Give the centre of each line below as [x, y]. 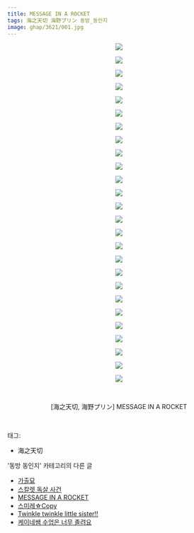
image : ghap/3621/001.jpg [45, 27]
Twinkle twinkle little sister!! [58, 514]
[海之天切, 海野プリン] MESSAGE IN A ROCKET [119, 407]
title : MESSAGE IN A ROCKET [49, 14]
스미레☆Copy [37, 506]
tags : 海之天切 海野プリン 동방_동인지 [58, 21]
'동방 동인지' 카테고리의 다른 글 [50, 466]
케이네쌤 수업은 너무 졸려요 [55, 522]
